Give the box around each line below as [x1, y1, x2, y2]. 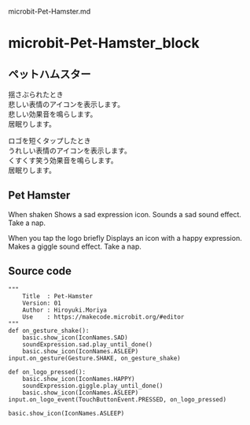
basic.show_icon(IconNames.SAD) [22, 334, 128, 342]
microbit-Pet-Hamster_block [8, 35, 200, 52]
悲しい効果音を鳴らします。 [8, 109, 97, 119]
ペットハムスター [8, 67, 91, 81]
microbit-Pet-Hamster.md [8, 7, 91, 16]
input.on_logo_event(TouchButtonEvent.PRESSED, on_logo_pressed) [8, 395, 226, 404]
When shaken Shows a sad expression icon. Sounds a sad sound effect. [8, 209, 242, 219]
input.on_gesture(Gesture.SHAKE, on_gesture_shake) [8, 354, 181, 362]
